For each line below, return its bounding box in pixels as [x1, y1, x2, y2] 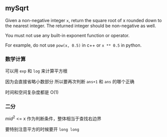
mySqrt [5, 4, 29, 13]
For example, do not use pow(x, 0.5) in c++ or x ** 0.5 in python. [5, 42, 141, 48]
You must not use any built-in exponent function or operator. [5, 32, 130, 38]
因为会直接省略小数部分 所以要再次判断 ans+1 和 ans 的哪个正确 [5, 79, 134, 85]
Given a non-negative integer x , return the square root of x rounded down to [5, 17, 162, 23]
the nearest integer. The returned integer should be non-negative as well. [5, 23, 156, 29]
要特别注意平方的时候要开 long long [5, 126, 79, 132]
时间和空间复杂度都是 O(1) [5, 89, 59, 95]
